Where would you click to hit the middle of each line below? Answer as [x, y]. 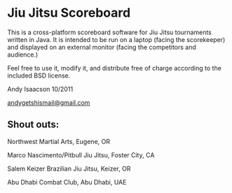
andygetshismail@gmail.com [49, 102]
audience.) [23, 55]
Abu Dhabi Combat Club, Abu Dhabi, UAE [67, 182]
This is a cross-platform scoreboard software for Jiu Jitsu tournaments [110, 32]
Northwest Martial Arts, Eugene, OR [59, 141]
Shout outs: [33, 125]
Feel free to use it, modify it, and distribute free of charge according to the [115, 68]
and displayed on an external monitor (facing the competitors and [102, 47]
